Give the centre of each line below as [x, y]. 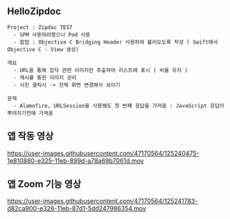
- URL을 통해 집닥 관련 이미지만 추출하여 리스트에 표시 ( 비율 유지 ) [101, 70]
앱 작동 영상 [30, 136]
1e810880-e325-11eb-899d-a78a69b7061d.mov [76, 160]
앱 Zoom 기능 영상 [44, 184]
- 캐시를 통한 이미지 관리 [45, 78]
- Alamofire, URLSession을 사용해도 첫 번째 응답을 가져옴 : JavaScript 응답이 [119, 106]
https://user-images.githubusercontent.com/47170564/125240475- [103, 153]
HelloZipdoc [34, 11]
